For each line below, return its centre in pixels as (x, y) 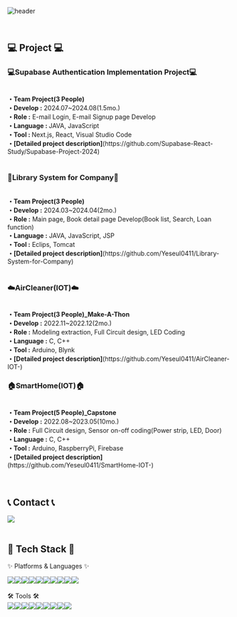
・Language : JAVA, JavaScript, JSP (61, 236)
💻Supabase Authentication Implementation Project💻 (102, 73)
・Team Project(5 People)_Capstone (62, 412)
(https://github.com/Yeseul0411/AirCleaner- (166, 359)
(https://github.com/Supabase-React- (158, 143)
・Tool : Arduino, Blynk (41, 350)
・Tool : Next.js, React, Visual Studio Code (70, 135)
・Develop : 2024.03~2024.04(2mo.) (62, 210)
